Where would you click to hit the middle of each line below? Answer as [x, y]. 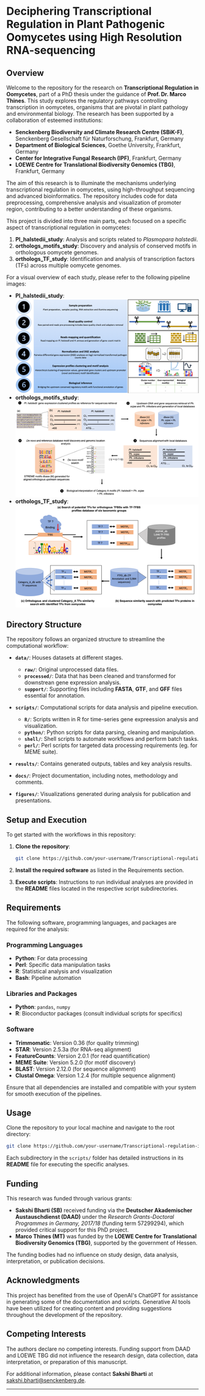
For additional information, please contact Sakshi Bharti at [80, 1373]
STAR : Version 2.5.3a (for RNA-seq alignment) [73, 1049]
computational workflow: [38, 646]
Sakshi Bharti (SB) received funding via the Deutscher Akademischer [104, 1210]
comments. [29, 782]
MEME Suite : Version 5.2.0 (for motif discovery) [75, 1062]
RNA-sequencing [51, 51]
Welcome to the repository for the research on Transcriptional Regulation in [103, 88]
